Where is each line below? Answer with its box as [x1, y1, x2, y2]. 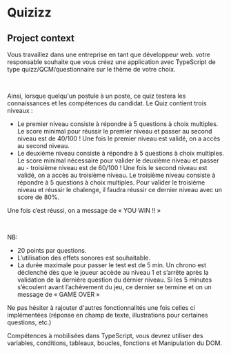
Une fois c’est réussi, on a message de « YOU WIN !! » [7, 207, 161, 214]
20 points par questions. [17, 247, 87, 254]
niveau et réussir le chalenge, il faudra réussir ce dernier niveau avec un [17, 186, 223, 194]
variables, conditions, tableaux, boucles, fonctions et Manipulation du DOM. [7, 339, 223, 347]
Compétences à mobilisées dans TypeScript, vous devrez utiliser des [7, 332, 203, 340]
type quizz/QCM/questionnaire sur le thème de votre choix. [7, 65, 176, 73]
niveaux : [7, 107, 33, 114]
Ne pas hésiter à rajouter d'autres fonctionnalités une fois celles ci [7, 304, 195, 311]
